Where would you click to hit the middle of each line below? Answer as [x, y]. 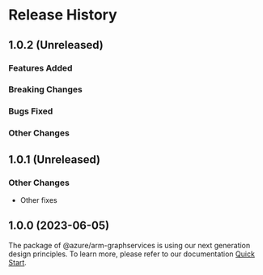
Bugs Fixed [31, 111]
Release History [63, 15]
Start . [17, 262]
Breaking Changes [46, 89]
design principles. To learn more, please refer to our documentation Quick [131, 254]
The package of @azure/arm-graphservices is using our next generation [129, 245]
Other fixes [39, 200]
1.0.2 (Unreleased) [56, 45]
